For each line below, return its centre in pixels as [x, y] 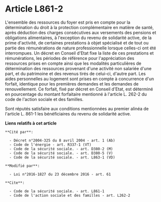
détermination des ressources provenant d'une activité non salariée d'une [78, 68]
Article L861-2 [34, 9]
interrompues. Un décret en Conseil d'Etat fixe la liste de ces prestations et [80, 53]
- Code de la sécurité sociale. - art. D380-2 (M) [61, 149]
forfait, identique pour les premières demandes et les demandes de [72, 84]
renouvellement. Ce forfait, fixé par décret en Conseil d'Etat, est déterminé [79, 89]
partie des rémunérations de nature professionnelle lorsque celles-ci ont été [80, 48]
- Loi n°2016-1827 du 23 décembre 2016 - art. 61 [60, 174]
